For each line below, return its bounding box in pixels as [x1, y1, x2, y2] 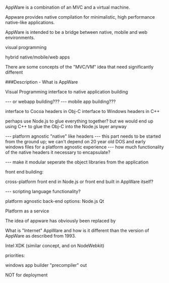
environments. [5, 35, 35, 40]
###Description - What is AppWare [5, 79, 78, 85]
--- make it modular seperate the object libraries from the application [5, 159, 149, 165]
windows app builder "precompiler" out [5, 262, 87, 268]
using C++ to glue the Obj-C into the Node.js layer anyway [5, 124, 127, 129]
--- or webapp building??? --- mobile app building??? [5, 98, 116, 104]
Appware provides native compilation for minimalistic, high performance [5, 14, 155, 20]
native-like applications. [5, 20, 55, 25]
